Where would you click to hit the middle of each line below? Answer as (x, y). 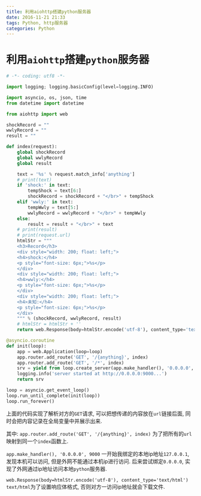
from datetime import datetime (45, 103)
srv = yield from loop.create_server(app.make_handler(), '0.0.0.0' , (106, 368)
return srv (31, 379)
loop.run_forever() (31, 401)
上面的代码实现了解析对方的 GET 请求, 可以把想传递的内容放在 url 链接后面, (95, 414)
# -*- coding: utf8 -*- (36, 76)
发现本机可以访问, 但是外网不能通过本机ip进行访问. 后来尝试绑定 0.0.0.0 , (95, 461)
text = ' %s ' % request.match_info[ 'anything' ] (76, 174)
